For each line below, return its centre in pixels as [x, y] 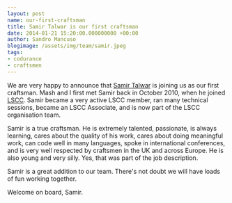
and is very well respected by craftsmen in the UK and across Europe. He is [116, 150]
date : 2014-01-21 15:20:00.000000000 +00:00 [73, 33]
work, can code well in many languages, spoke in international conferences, [116, 143]
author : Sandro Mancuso [42, 40]
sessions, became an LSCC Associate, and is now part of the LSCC [104, 107]
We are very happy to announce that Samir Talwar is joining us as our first [113, 85]
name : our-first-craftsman [46, 20]
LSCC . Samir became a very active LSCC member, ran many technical [108, 100]
